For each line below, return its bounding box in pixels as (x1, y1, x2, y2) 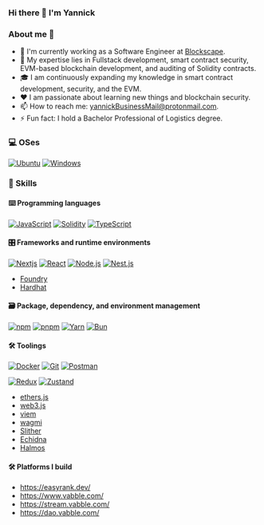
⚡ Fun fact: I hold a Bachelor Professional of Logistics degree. (19, 113, 223, 123)
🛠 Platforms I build (8, 462, 73, 472)
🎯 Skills (8, 178, 37, 189)
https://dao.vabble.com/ (19, 508, 100, 518)
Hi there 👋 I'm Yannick (8, 7, 96, 18)
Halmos (19, 443, 45, 453)
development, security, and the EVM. (19, 84, 142, 94)
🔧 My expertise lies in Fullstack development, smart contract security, (19, 55, 249, 65)
